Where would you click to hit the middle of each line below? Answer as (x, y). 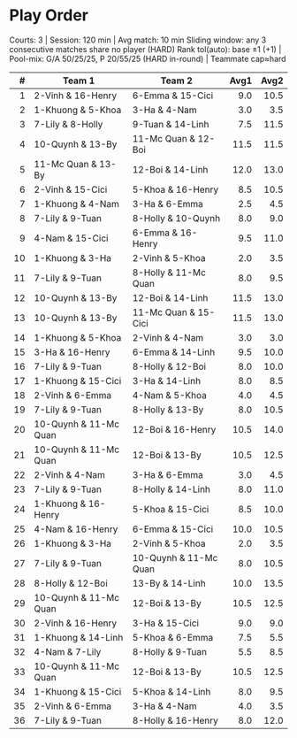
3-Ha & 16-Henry (72, 352)
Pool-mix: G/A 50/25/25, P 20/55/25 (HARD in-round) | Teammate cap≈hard (148, 58)
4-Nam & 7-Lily (68, 651)
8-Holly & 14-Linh (171, 489)
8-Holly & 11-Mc (169, 273)
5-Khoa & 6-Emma (173, 637)
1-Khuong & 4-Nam (76, 204)
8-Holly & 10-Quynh (176, 218)
